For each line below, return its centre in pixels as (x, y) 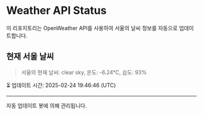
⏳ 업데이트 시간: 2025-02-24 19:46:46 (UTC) (61, 85)
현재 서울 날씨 (30, 57)
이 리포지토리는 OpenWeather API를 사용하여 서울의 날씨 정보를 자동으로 (92, 28)
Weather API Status (56, 11)
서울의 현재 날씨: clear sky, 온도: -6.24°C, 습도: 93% (84, 72)
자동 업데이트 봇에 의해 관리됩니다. (47, 105)
